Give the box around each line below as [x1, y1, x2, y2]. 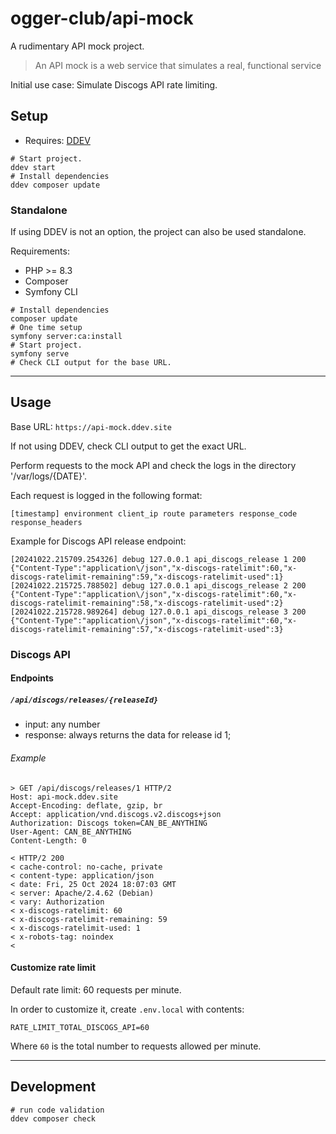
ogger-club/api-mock [10, 7, 194, 30]
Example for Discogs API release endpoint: [10, 535, 187, 547]
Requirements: [10, 245, 70, 257]
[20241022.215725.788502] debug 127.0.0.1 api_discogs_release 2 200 [10, 580, 307, 591]
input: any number [24, 718, 101, 731]
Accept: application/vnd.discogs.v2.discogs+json [10, 809, 222, 819]
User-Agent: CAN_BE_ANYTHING [10, 827, 132, 837]
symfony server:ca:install [10, 332, 123, 342]
